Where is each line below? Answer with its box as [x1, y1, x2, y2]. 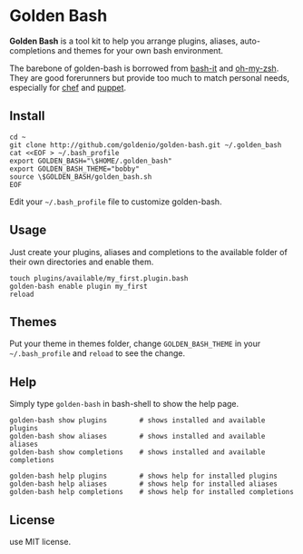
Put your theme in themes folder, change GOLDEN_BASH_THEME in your [9, 338, 261, 350]
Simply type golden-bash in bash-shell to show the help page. [9, 399, 239, 410]
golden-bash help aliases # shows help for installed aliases [9, 480, 279, 489]
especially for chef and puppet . [9, 82, 127, 93]
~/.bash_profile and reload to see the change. [9, 348, 186, 359]
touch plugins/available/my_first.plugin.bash [9, 273, 189, 282]
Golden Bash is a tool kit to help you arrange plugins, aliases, [9, 35, 239, 46]
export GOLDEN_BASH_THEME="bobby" [9, 164, 141, 173]
